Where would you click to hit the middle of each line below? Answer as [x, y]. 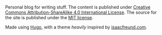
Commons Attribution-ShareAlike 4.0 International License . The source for [81, 12]
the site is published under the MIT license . [49, 17]
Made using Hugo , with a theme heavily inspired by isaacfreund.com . [76, 27]
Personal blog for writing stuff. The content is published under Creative [78, 7]
